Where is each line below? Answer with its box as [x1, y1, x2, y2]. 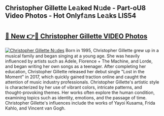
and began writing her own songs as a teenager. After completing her [5, 63, 146, 69]
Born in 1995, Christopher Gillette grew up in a [66, 48, 159, 53]
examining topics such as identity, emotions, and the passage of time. [5, 95, 147, 100]
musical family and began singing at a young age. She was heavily [5, 53, 140, 58]
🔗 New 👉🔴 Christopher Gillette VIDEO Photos [5, 32, 148, 40]
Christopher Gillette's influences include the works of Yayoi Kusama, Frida [5, 100, 156, 106]
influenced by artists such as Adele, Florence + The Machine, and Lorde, [5, 58, 153, 64]
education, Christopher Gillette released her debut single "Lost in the [5, 69, 145, 74]
